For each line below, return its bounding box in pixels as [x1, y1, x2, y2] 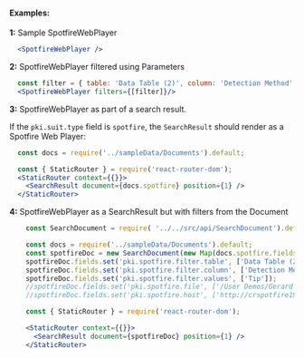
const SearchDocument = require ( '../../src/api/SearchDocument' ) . [25, 224, 285, 233]
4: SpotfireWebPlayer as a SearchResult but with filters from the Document [9, 207, 289, 218]
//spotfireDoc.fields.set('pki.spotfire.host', [25, 291, 208, 300]
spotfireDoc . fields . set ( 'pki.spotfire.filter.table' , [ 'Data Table [25, 256, 285, 266]
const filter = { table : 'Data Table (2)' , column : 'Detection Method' [17, 79, 294, 88]
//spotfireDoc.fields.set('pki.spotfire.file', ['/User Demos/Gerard [25, 282, 294, 292]
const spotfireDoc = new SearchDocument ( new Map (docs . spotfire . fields [25, 248, 298, 257]
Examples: [9, 7, 50, 18]
